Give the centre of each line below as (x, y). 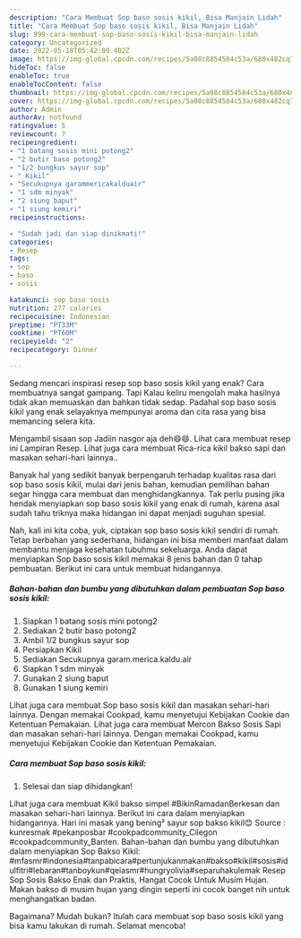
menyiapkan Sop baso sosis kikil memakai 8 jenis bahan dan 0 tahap (136, 559)
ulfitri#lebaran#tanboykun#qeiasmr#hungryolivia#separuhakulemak (135, 870)
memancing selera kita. (52, 421)
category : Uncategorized (56, 43)
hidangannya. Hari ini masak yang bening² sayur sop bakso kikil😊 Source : (148, 822)
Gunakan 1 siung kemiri (65, 687)
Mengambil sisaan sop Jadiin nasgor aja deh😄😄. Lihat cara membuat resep (150, 438)
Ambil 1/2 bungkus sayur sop (76, 640)
